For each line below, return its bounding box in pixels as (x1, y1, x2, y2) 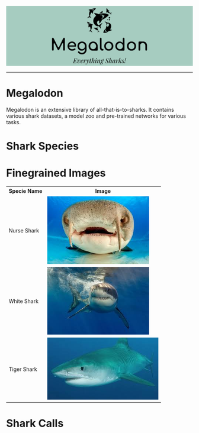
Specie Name (8, 188, 43, 195)
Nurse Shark (8, 227, 40, 234)
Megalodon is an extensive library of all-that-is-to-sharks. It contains (6, 106, 175, 113)
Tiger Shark (8, 366, 37, 373)
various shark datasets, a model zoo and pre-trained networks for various (6, 112, 187, 119)
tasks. (6, 118, 21, 125)
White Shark (8, 298, 39, 305)
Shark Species (6, 140, 79, 153)
